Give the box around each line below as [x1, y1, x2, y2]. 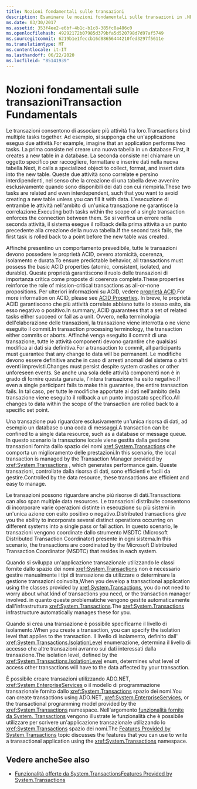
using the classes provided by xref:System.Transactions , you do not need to [6, 584, 190, 591]
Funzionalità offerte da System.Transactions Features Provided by [14, 770, 173, 777]
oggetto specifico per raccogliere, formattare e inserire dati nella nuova [6, 158, 179, 165]
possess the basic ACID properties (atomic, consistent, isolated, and [6, 263, 171, 270]
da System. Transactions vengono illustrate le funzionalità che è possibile [6, 713, 184, 720]
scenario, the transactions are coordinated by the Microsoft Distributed [6, 541, 178, 548]
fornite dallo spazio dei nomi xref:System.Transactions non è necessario [6, 565, 181, 573]
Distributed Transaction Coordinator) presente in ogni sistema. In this [6, 535, 171, 543]
